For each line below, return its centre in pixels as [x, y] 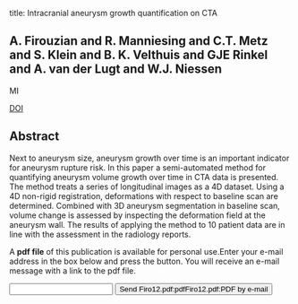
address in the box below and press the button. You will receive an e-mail [145, 261]
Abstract [34, 137]
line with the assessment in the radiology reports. [100, 234]
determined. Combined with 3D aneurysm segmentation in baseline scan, [145, 205]
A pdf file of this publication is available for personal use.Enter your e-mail [146, 251]
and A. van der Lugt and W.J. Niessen [115, 69]
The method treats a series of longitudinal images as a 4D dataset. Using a [147, 187]
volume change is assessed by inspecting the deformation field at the [137, 215]
